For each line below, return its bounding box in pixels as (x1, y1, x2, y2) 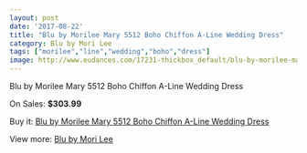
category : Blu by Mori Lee (9, 38, 112, 48)
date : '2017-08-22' (9, 22, 84, 31)
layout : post (9, 13, 59, 23)
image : (9, 56, 35, 65)
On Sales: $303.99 (9, 98, 82, 109)
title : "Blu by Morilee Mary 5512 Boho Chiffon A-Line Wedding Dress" (9, 30, 284, 39)
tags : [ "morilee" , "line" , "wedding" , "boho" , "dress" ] (9, 47, 210, 56)
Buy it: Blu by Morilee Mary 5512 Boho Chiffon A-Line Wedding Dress (9, 116, 270, 127)
